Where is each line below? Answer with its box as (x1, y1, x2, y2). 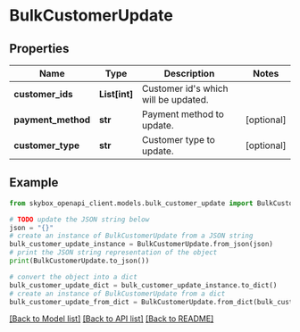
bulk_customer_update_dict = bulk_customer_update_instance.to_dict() (9, 280, 278, 290)
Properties (9, 41, 70, 56)
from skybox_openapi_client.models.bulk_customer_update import (9, 198, 254, 208)
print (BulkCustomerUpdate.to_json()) (9, 256, 150, 266)
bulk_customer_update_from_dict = (9, 297, 138, 306)
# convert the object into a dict (9, 272, 138, 281)
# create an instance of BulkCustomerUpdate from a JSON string (9, 231, 254, 241)
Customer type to (141, 134, 216, 145)
